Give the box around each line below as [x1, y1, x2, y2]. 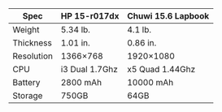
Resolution [12, 50, 53, 62]
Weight [12, 24, 40, 35]
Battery [12, 77, 41, 88]
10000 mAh [127, 77, 174, 88]
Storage [12, 90, 43, 101]
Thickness [12, 37, 53, 48]
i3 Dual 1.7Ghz [60, 64, 118, 75]
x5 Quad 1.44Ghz [127, 64, 196, 75]
